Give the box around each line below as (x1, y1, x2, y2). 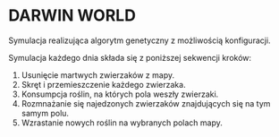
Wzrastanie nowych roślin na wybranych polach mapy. (21, 117, 223, 128)
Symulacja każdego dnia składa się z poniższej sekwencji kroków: (8, 52, 252, 63)
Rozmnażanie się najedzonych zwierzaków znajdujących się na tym (21, 98, 271, 108)
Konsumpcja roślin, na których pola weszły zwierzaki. (21, 89, 219, 99)
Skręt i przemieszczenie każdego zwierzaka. (21, 79, 186, 90)
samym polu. (21, 107, 69, 118)
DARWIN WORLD (8, 5, 136, 26)
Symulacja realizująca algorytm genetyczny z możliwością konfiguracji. (8, 35, 271, 46)
